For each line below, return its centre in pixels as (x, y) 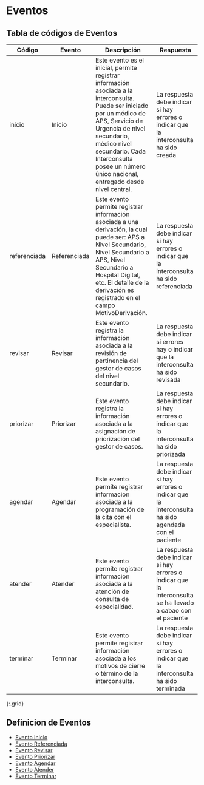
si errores (170, 342)
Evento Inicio (31, 737)
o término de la (117, 673)
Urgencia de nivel (120, 128)
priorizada (171, 454)
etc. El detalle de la (122, 283)
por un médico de (120, 113)
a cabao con (174, 610)
